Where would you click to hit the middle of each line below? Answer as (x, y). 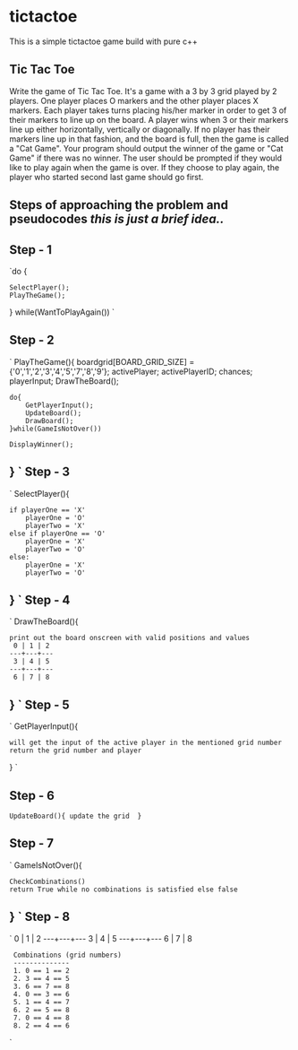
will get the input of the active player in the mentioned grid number (145, 743)
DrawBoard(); (50, 421)
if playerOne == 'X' (48, 510)
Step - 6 (32, 795)
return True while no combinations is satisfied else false (124, 889)
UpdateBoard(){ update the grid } (76, 816)
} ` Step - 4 (40, 599)
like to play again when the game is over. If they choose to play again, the (145, 167)
